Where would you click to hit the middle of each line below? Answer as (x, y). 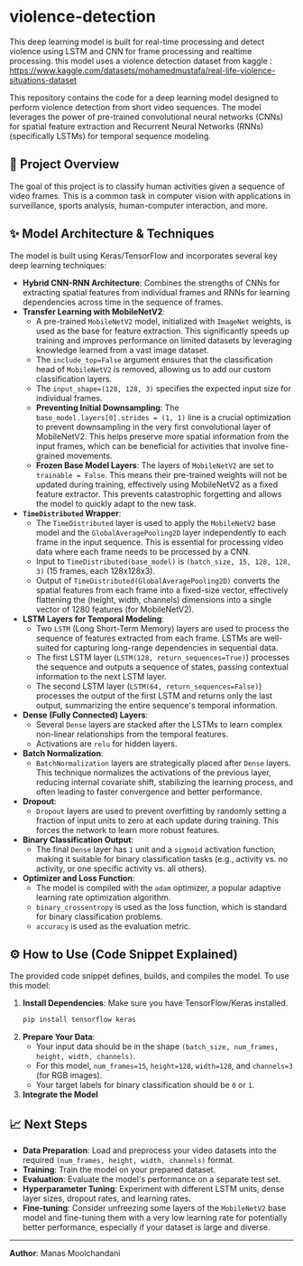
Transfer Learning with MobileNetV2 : (93, 311)
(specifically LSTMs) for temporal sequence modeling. (110, 136)
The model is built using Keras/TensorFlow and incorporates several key (143, 256)
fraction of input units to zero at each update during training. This (157, 821)
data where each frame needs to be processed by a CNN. (143, 551)
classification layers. (74, 379)
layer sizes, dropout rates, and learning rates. (106, 1198)
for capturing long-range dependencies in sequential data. (170, 647)
